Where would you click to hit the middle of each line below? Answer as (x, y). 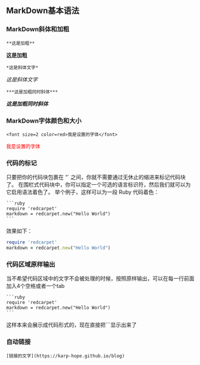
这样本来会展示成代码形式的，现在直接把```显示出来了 (72, 325)
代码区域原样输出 (31, 264)
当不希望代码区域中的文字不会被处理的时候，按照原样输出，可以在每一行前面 (100, 279)
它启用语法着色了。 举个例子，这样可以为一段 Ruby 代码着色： (83, 192)
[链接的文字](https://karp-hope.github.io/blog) (66, 356)
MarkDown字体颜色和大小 (44, 120)
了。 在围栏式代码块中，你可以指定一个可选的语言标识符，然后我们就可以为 (99, 185)
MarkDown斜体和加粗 (38, 29)
